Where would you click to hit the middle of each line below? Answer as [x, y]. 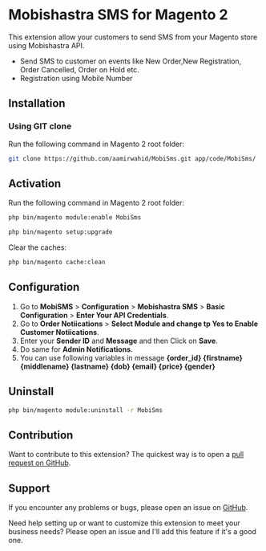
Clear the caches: [37, 247]
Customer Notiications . [60, 332]
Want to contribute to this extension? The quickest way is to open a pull [126, 455]
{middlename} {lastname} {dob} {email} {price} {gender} [118, 366]
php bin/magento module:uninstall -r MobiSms [85, 410]
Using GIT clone [40, 126]
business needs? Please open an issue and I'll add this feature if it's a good [132, 532]
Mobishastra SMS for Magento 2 [118, 15]
